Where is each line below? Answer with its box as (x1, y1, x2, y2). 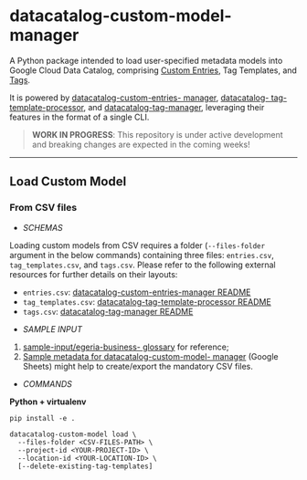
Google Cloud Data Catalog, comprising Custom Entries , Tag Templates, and (9, 65, 297, 76)
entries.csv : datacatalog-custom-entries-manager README (22, 287, 251, 297)
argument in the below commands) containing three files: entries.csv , (9, 249, 274, 260)
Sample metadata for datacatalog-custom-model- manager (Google (22, 350, 279, 361)
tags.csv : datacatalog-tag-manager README (22, 306, 194, 317)
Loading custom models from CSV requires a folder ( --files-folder (9, 239, 266, 251)
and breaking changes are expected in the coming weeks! (31, 139, 250, 150)
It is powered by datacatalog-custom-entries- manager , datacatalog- (9, 92, 270, 103)
